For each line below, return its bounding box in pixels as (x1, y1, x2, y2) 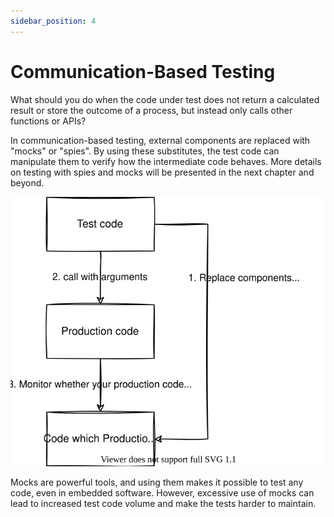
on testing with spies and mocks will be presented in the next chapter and (10, 166, 315, 178)
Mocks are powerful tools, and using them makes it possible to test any (10, 476, 304, 488)
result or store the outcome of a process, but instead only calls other (10, 104, 293, 116)
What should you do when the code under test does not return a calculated (10, 93, 320, 105)
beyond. (10, 176, 45, 189)
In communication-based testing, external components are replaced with (10, 134, 311, 146)
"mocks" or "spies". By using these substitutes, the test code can (10, 145, 280, 157)
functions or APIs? (10, 115, 87, 127)
